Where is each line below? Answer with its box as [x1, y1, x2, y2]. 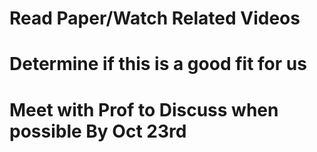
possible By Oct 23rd [9, 120, 187, 142]
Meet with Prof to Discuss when [9, 98, 279, 121]
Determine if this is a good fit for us [9, 53, 307, 76]
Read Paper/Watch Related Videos [9, 7, 301, 30]
